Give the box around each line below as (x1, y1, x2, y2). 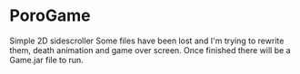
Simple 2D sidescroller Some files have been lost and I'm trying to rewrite (9, 35, 285, 46)
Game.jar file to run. (9, 54, 84, 65)
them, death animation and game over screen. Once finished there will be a (9, 44, 291, 55)
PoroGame (9, 5, 91, 26)
